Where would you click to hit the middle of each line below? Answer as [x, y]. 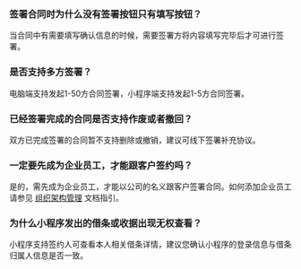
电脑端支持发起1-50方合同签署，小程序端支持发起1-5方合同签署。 [129, 93]
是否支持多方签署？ [51, 72]
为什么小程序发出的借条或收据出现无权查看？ [106, 223]
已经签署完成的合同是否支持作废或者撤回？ [101, 118]
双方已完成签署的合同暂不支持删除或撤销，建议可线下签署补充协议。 [135, 140]
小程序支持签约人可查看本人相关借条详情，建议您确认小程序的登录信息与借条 [150, 245]
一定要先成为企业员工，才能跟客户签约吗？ [101, 165]
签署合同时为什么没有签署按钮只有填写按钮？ [106, 13]
